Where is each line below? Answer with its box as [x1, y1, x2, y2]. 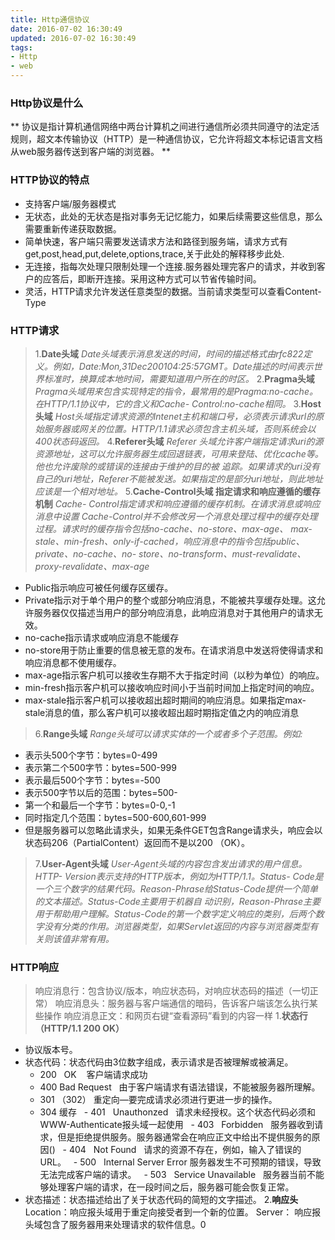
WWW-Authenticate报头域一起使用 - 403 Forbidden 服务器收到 [39, 1119, 315, 1131]
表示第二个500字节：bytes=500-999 [24, 761, 177, 773]
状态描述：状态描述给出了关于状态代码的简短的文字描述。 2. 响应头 [24, 1194, 299, 1206]
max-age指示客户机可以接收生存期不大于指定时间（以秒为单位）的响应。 [24, 669, 325, 681]
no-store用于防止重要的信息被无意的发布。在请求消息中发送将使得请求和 [24, 644, 324, 656]
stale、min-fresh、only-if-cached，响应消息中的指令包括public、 [34, 535, 305, 547]
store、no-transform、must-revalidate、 [138, 547, 307, 560]
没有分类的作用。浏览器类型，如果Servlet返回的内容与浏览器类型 [43, 920, 310, 932]
